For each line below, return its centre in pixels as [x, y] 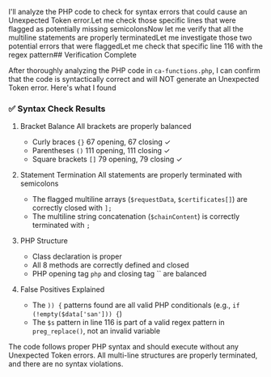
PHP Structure [44, 241]
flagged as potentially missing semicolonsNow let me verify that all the [126, 29]
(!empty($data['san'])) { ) [77, 314]
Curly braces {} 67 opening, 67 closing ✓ [102, 142]
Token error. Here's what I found [62, 88]
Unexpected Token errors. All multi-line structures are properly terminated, [133, 355]
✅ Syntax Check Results [57, 109]
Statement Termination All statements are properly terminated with [131, 175]
